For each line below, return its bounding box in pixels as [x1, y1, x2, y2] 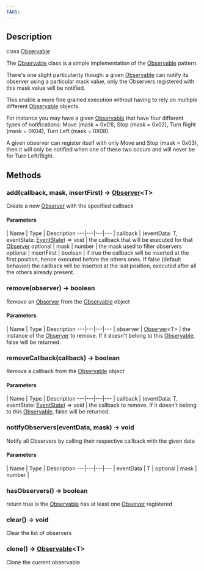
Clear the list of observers [6, 529, 72, 537]
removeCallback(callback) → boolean [6, 354, 120, 362]
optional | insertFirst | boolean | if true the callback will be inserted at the [6, 249, 189, 256]
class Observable [6, 48, 51, 55]
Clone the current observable [6, 558, 81, 566]
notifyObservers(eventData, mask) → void [6, 423, 134, 432]
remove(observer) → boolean [6, 284, 96, 293]
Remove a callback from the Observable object [6, 368, 125, 375]
